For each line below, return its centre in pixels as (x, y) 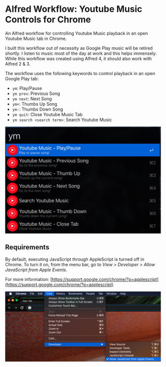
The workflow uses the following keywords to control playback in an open (80, 73)
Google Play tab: (22, 79)
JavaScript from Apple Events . (36, 270)
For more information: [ (29, 279)
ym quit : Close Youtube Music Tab (47, 114)
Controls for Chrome (48, 20)
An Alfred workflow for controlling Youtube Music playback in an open (77, 33)
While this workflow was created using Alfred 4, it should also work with (79, 58)
